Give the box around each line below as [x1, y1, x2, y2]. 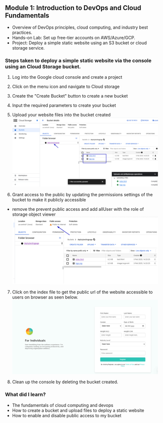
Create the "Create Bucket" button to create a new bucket [12, 93, 128, 99]
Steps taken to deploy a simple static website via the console [5, 57, 152, 64]
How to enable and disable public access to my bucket [12, 412, 122, 418]
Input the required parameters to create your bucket [12, 102, 116, 108]
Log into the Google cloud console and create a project [12, 74, 123, 80]
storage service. [12, 45, 45, 51]
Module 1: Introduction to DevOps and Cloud [5, 4, 142, 12]
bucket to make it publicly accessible [12, 197, 86, 203]
